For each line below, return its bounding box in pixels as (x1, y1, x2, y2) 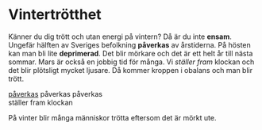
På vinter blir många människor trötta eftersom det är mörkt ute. (8, 113, 217, 122)
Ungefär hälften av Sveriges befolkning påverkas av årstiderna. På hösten (8, 40, 252, 49)
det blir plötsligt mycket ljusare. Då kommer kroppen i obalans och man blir (8, 65, 252, 75)
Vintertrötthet (8, 6, 102, 24)
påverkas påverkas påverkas (8, 89, 103, 98)
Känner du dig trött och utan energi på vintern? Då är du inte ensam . (8, 32, 233, 41)
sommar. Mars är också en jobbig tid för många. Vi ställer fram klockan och (8, 57, 255, 67)
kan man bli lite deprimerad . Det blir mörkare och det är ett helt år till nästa (8, 48, 253, 58)
